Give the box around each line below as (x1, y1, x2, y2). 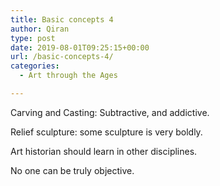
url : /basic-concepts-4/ (10, 52, 114, 62)
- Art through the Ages (19, 71, 118, 81)
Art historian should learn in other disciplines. (10, 145, 198, 157)
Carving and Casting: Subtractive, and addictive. (10, 106, 210, 118)
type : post (10, 33, 56, 43)
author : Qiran (10, 24, 70, 34)
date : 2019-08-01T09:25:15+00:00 (10, 42, 150, 53)
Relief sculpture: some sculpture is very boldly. (10, 126, 203, 138)
